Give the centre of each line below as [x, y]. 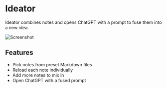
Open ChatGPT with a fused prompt [49, 80]
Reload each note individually [43, 70]
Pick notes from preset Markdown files [52, 64]
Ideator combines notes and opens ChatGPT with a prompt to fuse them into [83, 22]
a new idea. [17, 27]
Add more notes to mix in [38, 75]
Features [19, 53]
